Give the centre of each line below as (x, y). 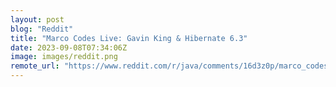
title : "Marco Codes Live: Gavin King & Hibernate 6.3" (129, 38)
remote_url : (35, 66)
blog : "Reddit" (42, 29)
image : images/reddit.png (64, 57)
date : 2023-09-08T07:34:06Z (69, 47)
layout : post (37, 19)
